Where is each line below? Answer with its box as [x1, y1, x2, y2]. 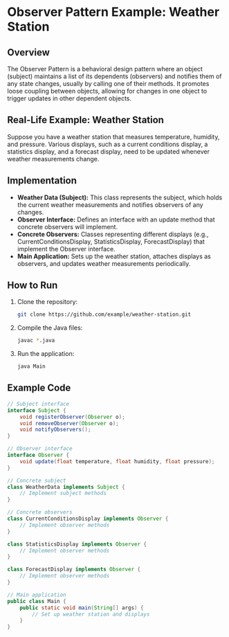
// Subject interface [7, 400, 70, 407]
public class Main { [7, 598, 67, 604]
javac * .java [17, 337, 55, 344]
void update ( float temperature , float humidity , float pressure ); [19, 458, 215, 465]
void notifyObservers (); [19, 427, 91, 433]
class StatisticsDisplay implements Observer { [7, 541, 147, 548]
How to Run [7, 280, 58, 291]
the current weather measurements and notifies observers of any [17, 200, 203, 208]
